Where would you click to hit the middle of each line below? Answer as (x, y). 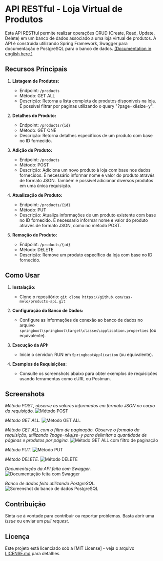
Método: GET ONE (38, 130)
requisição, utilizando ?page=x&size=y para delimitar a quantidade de (76, 435)
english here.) (19, 54)
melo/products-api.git (42, 301)
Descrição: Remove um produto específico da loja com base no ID (86, 255)
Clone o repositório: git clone (50, 297)
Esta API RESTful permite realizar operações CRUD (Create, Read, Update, (80, 33)
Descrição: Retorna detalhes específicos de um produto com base (86, 135)
